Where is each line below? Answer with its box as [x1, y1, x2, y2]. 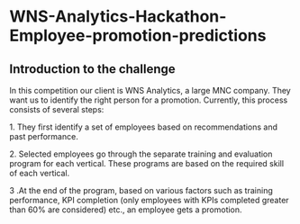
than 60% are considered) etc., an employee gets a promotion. [9, 204, 242, 215]
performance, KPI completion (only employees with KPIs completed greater [9, 195, 290, 205]
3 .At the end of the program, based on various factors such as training [9, 185, 273, 195]
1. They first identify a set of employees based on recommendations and [9, 121, 277, 132]
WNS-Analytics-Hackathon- [9, 6, 227, 27]
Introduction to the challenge [9, 61, 176, 76]
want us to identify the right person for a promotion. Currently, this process [9, 94, 288, 105]
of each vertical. [9, 168, 70, 178]
